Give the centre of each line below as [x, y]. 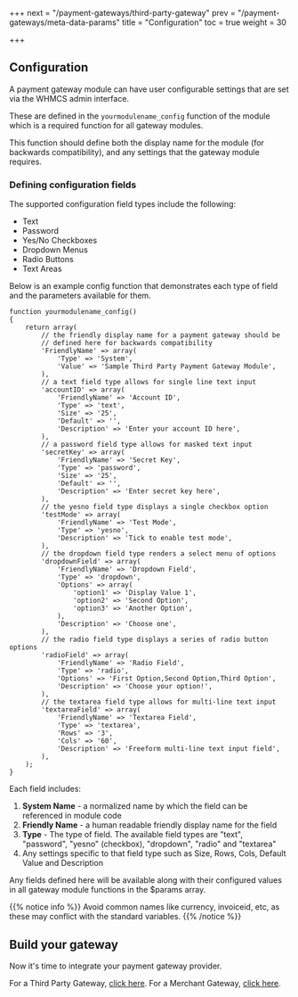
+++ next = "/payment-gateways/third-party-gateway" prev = [122, 13]
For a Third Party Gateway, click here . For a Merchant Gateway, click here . [145, 983]
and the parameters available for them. [80, 296]
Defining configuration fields [73, 185]
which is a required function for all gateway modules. [106, 125]
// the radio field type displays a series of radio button [155, 640]
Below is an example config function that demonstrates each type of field [144, 286]
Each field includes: [45, 789]
